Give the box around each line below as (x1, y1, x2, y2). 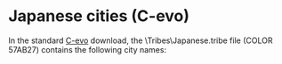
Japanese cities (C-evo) (8, 6, 190, 26)
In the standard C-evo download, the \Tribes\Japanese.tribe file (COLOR (8, 35, 273, 46)
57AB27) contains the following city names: (8, 44, 166, 54)
